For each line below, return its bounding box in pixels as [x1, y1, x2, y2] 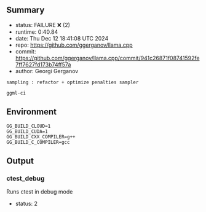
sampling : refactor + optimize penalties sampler [6, 79, 139, 85]
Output [6, 156, 34, 167]
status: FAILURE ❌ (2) [15, 21, 71, 28]
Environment [6, 107, 57, 117]
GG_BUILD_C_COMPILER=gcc [6, 139, 70, 145]
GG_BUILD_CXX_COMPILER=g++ [6, 133, 76, 140]
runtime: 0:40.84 [15, 28, 58, 36]
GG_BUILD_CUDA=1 [6, 128, 48, 135]
